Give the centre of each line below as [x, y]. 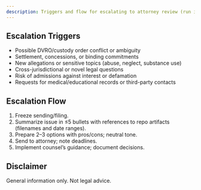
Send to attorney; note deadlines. [56, 141]
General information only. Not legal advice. [59, 181]
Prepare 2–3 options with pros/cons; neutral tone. [76, 135]
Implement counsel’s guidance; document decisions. [80, 147]
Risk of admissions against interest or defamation [76, 76]
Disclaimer [27, 166]
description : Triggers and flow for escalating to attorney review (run [99, 12]
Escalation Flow [36, 101]
